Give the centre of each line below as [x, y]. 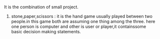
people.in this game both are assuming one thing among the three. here [83, 21]
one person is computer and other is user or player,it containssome [79, 26]
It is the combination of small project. [41, 7]
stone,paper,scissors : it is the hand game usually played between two [82, 16]
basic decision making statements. [46, 32]
